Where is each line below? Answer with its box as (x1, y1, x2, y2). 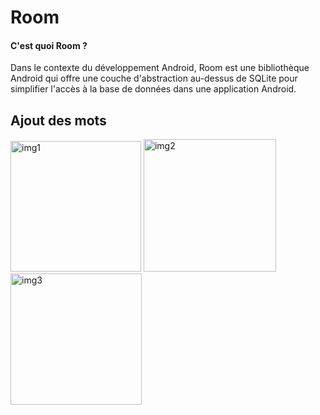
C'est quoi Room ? (10, 39, 88, 51)
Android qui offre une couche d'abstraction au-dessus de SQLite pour (10, 72, 298, 85)
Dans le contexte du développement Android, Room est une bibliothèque (10, 62, 310, 74)
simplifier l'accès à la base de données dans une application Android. (10, 83, 297, 95)
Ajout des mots (10, 112, 107, 129)
